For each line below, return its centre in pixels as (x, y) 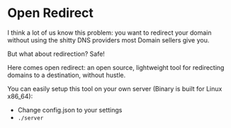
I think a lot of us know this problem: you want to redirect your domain (109, 33)
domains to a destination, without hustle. (67, 75)
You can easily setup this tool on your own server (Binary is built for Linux (115, 88)
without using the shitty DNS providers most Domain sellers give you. (108, 40)
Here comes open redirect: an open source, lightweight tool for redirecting (116, 67)
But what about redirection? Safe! (56, 54)
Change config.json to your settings (70, 110)
